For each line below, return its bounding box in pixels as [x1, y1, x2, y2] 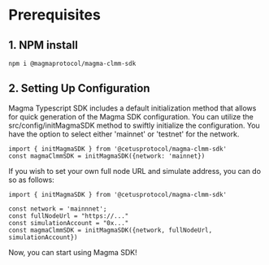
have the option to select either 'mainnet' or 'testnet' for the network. [8, 128, 240, 139]
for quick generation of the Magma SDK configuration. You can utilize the [8, 111, 254, 121]
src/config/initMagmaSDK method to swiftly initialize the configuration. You [8, 120, 260, 130]
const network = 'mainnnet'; [8, 205, 107, 213]
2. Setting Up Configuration [8, 81, 150, 95]
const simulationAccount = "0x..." [8, 219, 129, 227]
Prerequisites [8, 6, 102, 24]
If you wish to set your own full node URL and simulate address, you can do [8, 166, 262, 176]
